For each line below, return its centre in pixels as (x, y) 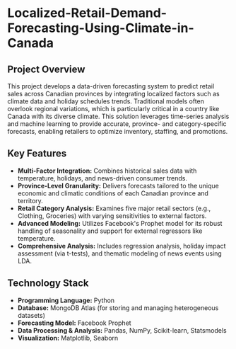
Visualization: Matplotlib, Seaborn (68, 338)
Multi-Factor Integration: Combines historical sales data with (107, 171)
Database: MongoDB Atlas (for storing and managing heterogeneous (118, 308)
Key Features (37, 154)
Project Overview (46, 69)
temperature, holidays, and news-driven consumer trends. (102, 178)
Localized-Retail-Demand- (87, 13)
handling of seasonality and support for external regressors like (110, 231)
